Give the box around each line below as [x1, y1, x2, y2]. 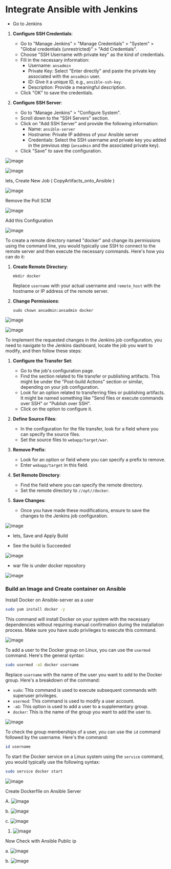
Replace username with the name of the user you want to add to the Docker [5, 671, 162, 677]
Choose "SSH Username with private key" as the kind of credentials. [20, 51, 165, 58]
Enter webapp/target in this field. [20, 462, 89, 468]
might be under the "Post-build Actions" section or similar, [20, 379, 143, 385]
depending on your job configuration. [20, 384, 99, 390]
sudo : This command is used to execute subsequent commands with [12, 687, 157, 693]
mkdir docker [12, 273, 41, 278]
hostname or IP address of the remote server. [12, 288, 109, 294]
